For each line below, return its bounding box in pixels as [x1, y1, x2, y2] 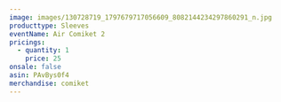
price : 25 [25, 54, 62, 63]
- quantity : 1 [17, 46, 69, 55]
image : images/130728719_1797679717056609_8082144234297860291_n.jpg [9, 12, 273, 22]
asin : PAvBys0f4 [9, 71, 69, 80]
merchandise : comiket [9, 79, 90, 88]
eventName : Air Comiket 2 [9, 29, 105, 38]
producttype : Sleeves [9, 21, 90, 30]
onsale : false [9, 63, 62, 72]
